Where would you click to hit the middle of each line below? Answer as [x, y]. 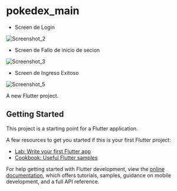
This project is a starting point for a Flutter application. [72, 129]
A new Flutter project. [32, 95]
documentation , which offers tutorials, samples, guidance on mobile [88, 175]
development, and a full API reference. [53, 182]
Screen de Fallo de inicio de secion [57, 50]
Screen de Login [35, 27]
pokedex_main [43, 11]
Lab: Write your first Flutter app [53, 151]
